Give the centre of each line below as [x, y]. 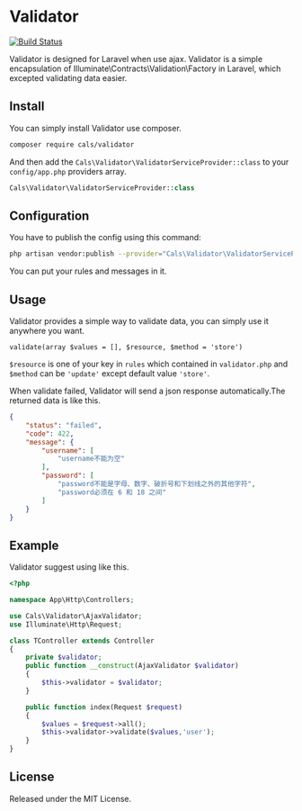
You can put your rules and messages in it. [88, 271]
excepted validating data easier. [68, 77]
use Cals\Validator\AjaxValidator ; [76, 616]
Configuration [49, 216]
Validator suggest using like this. [69, 567]
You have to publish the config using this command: [106, 238]
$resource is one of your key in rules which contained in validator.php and [149, 364]
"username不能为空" [91, 459]
